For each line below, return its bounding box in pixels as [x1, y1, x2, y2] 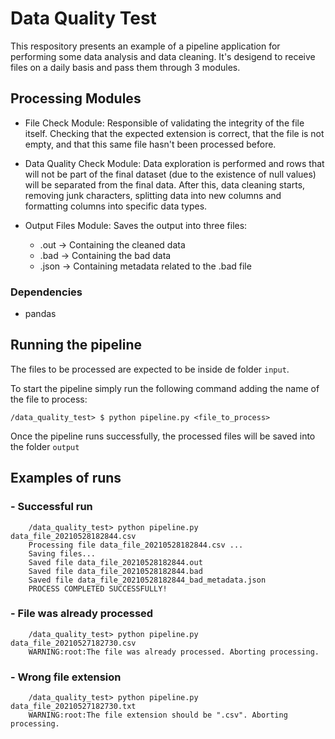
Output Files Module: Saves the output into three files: [24, 219, 248, 231]
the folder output [10, 440, 80, 452]
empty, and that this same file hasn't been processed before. [24, 138, 277, 150]
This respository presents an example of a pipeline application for [10, 40, 281, 52]
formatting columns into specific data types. [24, 200, 208, 212]
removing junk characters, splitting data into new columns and [24, 189, 282, 201]
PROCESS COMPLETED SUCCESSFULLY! [28, 583, 168, 594]
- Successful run [10, 500, 93, 514]
